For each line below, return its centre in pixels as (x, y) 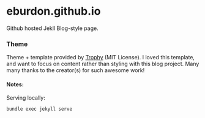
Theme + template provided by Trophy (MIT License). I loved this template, (100, 57)
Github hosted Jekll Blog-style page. (53, 28)
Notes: (15, 84)
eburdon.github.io (54, 11)
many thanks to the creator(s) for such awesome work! (76, 70)
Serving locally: (26, 98)
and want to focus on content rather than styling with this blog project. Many (103, 64)
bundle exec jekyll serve (39, 109)
